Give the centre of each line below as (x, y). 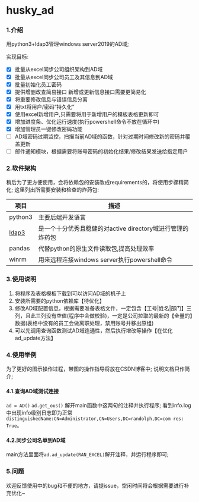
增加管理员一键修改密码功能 (49, 129)
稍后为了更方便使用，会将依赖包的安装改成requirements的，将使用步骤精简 (98, 183)
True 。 (14, 425)
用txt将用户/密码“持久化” (45, 106)
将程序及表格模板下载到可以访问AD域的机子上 (70, 293)
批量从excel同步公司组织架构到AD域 (59, 70)
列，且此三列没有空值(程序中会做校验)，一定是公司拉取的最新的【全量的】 (104, 315)
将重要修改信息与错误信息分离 (51, 99)
